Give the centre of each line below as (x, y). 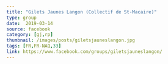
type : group (21, 18)
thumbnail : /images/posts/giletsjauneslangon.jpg (71, 40)
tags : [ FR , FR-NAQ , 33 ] (34, 46)
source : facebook (28, 29)
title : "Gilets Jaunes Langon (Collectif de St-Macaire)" (82, 12)
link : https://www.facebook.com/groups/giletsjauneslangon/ (85, 52)
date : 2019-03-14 (30, 23)
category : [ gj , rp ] (30, 35)
